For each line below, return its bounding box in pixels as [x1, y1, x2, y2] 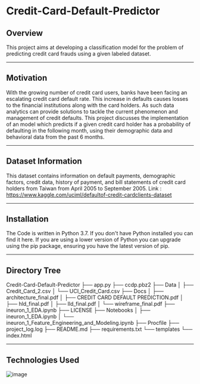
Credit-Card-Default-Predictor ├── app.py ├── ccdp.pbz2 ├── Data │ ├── [6, 281, 194, 288]
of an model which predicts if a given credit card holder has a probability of [6, 121, 191, 128]
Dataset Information [6, 156, 82, 167]
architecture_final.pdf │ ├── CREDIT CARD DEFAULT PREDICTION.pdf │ [6, 294, 183, 301]
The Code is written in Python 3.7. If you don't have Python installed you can [6, 230, 193, 237]
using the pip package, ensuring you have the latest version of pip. [6, 242, 170, 250]
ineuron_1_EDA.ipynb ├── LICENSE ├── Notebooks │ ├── [6, 306, 151, 314]
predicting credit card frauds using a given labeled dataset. [6, 50, 151, 57]
